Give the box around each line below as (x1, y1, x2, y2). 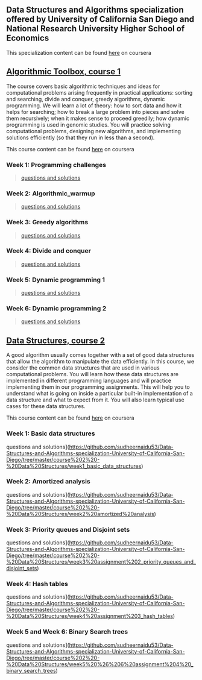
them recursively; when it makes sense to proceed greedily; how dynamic (6, 115, 190, 122)
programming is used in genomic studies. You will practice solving (6, 121, 171, 128)
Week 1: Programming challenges (6, 160, 107, 169)
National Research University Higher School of (6, 24, 185, 34)
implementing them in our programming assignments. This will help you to (6, 383, 190, 391)
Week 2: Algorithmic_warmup (6, 189, 95, 198)
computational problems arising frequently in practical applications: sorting (6, 89, 193, 96)
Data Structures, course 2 (6, 335, 106, 345)
